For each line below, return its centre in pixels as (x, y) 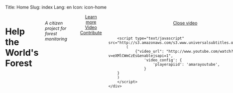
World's (22, 53)
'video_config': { (163, 60)
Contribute (91, 33)
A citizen (54, 23)
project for (56, 28)
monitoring (56, 39)
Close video (185, 23)
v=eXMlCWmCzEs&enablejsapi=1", (141, 56)
